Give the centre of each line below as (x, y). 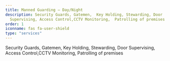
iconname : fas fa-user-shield (37, 29)
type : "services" (24, 33)
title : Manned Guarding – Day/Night (44, 10)
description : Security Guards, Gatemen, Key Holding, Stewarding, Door (84, 15)
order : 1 (15, 24)
